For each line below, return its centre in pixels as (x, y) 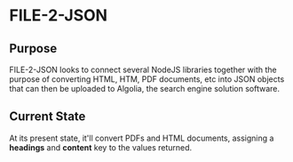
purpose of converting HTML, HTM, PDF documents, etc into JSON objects (147, 79)
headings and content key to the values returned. (101, 147)
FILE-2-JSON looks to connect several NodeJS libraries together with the (143, 69)
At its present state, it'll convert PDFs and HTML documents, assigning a (142, 138)
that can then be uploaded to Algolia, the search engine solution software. (145, 89)
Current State (48, 117)
